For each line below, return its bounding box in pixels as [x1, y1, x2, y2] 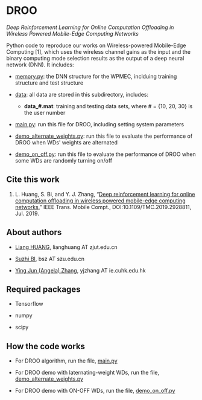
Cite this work [6, 175, 60, 185]
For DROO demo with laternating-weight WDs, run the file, [14, 369, 160, 376]
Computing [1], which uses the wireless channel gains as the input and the [6, 48, 191, 55]
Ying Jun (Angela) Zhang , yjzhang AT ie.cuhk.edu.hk [14, 266, 146, 274]
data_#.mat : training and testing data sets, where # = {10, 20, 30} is [24, 102, 193, 109]
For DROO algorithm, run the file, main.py [14, 357, 118, 364]
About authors [6, 227, 62, 237]
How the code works [6, 341, 86, 351]
